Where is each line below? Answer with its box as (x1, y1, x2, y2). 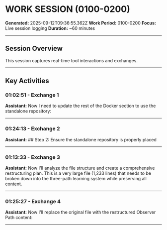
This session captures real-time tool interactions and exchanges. (5, 57, 138, 63)
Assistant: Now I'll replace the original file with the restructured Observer (5, 209, 156, 215)
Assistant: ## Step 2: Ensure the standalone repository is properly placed (5, 136, 157, 142)
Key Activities (5, 77, 49, 85)
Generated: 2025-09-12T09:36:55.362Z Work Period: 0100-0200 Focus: (5, 20, 157, 26)
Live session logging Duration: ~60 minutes (5, 25, 95, 31)
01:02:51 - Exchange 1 (5, 92, 59, 99)
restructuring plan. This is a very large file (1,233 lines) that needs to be (5, 170, 152, 176)
